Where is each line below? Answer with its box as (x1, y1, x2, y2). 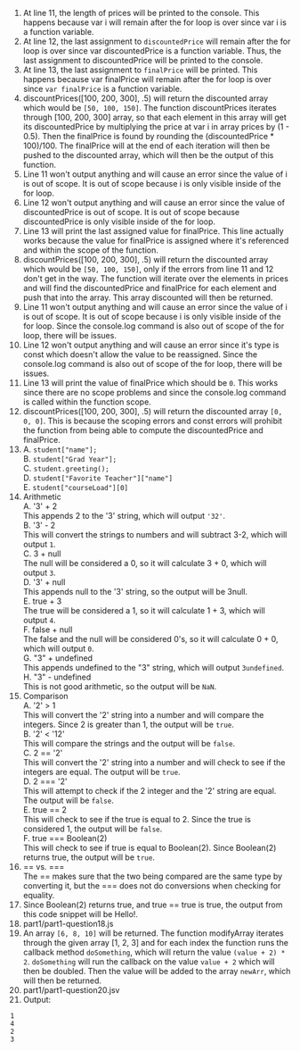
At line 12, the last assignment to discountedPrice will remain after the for (22, 36, 291, 46)
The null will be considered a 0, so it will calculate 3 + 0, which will (22, 558, 267, 568)
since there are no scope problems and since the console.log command (22, 388, 287, 397)
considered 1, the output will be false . (22, 823, 163, 834)
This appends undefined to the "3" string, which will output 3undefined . (22, 663, 285, 672)
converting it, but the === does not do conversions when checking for (22, 880, 281, 891)
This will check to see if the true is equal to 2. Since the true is (22, 814, 252, 824)
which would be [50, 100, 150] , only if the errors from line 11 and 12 (22, 263, 274, 274)
